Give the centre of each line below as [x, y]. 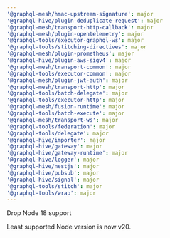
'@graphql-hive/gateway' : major [54, 147]
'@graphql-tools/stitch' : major [54, 186]
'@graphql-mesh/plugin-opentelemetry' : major [75, 34]
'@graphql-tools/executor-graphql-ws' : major [75, 41]
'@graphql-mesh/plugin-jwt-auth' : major [68, 80]
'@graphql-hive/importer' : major [56, 140]
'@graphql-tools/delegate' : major [58, 133]
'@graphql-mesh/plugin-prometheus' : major [70, 54]
